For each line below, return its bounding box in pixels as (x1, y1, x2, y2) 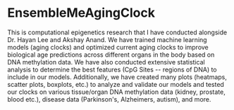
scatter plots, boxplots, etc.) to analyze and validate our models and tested (7, 80, 224, 88)
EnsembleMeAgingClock (7, 5, 155, 21)
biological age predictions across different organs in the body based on (7, 50, 215, 59)
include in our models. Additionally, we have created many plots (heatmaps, (7, 72, 228, 81)
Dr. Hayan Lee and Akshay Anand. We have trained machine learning (7, 35, 207, 43)
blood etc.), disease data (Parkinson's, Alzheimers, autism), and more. (7, 95, 211, 103)
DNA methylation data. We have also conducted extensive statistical (7, 57, 206, 66)
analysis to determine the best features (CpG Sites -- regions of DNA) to (7, 65, 217, 74)
